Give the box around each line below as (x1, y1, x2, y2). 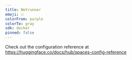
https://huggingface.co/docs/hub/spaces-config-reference (5, 49, 127, 55)
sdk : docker (5, 26, 30, 31)
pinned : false (5, 30, 35, 35)
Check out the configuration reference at (5, 44, 89, 50)
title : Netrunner (5, 7, 41, 12)
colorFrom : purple (5, 16, 43, 21)
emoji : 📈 (5, 12, 25, 17)
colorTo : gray (5, 21, 35, 26)
